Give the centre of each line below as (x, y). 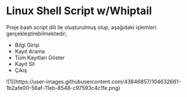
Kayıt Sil (25, 64)
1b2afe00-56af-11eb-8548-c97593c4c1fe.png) (63, 88)
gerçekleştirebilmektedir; (37, 33)
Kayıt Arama (30, 51)
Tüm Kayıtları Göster (40, 57)
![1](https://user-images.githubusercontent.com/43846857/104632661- (93, 82)
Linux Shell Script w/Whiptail (79, 11)
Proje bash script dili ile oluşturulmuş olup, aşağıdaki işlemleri (81, 27)
